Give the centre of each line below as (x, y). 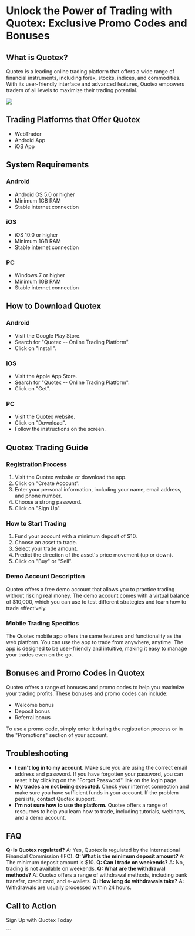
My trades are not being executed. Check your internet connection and (102, 786)
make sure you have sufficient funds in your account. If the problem (97, 792)
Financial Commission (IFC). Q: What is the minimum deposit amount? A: (95, 856)
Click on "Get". (33, 389)
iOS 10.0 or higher (36, 235)
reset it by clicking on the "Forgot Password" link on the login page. (96, 780)
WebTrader (28, 134)
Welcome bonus (34, 705)
